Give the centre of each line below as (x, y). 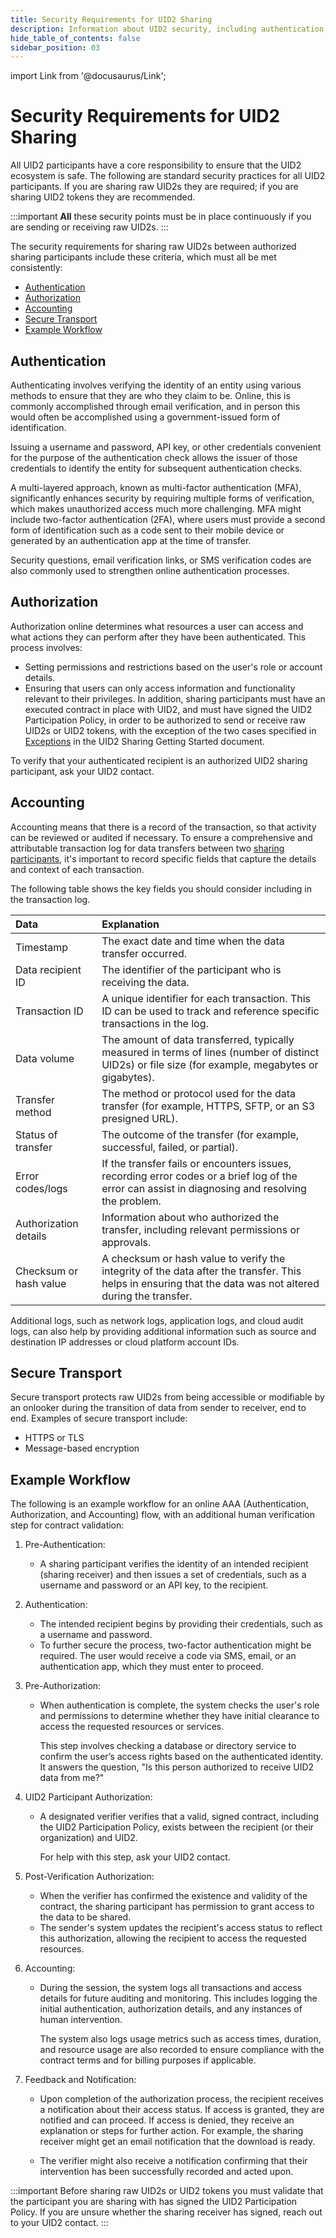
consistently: (36, 268)
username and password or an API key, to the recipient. (154, 1585)
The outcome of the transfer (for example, (200, 1134)
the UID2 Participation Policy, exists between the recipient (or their (177, 1827)
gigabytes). (128, 1077)
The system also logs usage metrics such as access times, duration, (180, 2039)
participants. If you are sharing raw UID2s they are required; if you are (154, 187)
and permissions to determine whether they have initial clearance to (179, 1716)
